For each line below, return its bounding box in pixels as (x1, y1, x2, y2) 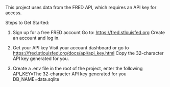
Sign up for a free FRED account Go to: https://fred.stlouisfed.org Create (12, 30, 165, 35)
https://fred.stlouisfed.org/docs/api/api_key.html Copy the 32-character (12, 50, 164, 56)
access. (5, 10, 22, 16)
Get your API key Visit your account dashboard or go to (12, 45, 129, 50)
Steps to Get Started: (5, 20, 50, 25)
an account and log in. (12, 35, 60, 41)
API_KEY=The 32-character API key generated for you (12, 71, 127, 77)
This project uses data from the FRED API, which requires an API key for (5, 5, 157, 10)
